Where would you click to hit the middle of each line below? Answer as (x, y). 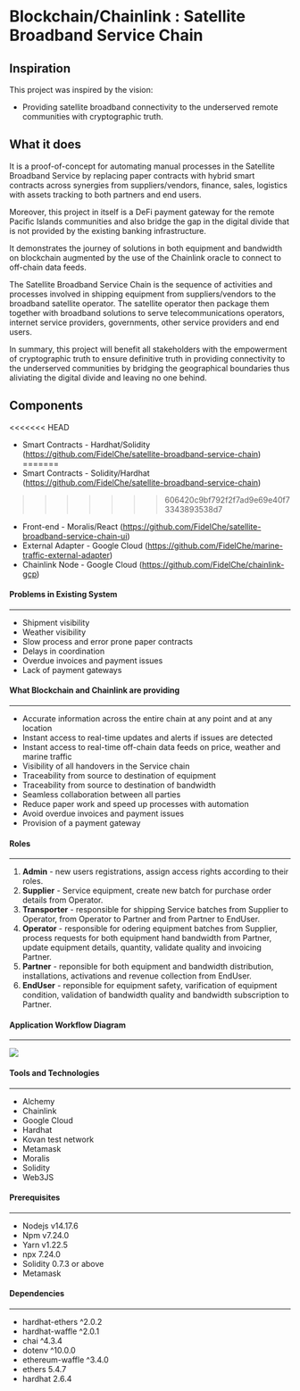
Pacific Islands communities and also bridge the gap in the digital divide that (150, 221)
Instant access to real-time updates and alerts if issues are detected (147, 737)
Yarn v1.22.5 (45, 1245)
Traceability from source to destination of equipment (119, 776)
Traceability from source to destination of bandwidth (119, 785)
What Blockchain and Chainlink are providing (95, 690)
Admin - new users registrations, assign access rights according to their (155, 871)
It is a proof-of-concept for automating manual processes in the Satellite (142, 166)
